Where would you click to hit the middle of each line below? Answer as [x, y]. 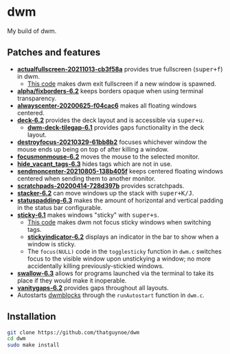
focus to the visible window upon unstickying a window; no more [119, 259]
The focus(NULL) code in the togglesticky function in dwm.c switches [124, 251]
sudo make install [33, 345]
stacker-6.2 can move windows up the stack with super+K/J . [105, 193]
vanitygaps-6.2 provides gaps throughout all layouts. [93, 287]
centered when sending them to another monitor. [86, 178]
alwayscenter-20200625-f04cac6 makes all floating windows [107, 105]
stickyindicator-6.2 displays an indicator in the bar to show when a [123, 237]
